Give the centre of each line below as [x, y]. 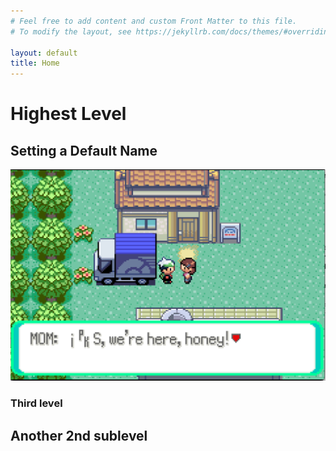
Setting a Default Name [84, 150]
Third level [36, 403]
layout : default [44, 53]
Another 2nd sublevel [79, 435]
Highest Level [68, 114]
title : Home [35, 63]
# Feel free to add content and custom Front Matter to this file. [154, 21]
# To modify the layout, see [71, 31]
